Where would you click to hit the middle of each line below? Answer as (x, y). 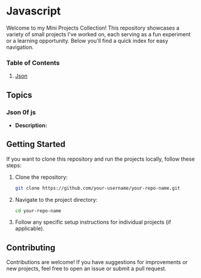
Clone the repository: (41, 177)
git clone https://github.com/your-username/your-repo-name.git (97, 188)
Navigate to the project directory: (56, 199)
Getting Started (36, 144)
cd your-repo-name (38, 211)
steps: (14, 165)
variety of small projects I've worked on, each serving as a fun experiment (99, 34)
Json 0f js (21, 112)
